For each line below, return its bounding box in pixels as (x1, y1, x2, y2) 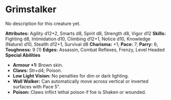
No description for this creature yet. (5, 20, 81, 27)
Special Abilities (5, 52, 41, 58)
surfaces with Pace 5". (12, 83, 60, 90)
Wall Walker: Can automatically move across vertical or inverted (12, 78, 148, 84)
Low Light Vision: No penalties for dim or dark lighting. (12, 72, 129, 79)
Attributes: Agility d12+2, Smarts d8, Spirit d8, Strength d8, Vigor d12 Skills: (5, 30, 166, 36)
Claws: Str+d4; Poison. (12, 67, 62, 73)
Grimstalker (5, 4, 57, 15)
